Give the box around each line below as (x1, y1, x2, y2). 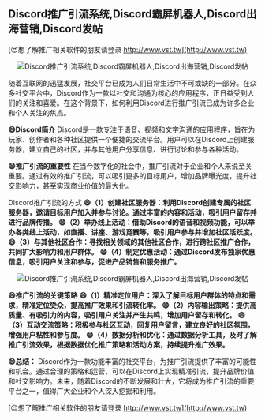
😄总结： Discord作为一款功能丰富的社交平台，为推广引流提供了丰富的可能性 (8, 356, 257, 366)
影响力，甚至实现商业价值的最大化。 (14, 181, 132, 190)
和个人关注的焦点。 (8, 107, 71, 117)
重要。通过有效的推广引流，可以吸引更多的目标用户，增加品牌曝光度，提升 (8, 171, 250, 180)
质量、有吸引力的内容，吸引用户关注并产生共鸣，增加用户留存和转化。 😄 (8, 310, 246, 320)
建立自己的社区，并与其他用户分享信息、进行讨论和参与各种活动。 (28, 144, 243, 154)
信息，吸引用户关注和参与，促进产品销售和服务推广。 (8, 257, 181, 266)
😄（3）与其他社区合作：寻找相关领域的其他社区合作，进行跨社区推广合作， (8, 237, 255, 246)
